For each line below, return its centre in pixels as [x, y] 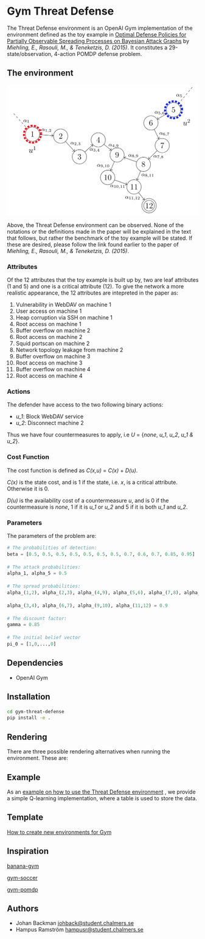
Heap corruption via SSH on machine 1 [64, 318]
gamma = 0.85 [23, 625]
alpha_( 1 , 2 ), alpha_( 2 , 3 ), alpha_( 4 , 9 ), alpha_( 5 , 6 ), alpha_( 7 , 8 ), [94, 593]
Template [25, 818]
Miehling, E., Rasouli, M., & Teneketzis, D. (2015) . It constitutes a [87, 47]
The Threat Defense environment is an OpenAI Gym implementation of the [100, 28]
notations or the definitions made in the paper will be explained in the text [99, 231]
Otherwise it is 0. [28, 489]
